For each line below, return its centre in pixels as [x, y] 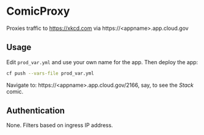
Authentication [36, 111]
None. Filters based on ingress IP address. [60, 125]
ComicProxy [38, 11]
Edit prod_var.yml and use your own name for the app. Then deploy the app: [102, 62]
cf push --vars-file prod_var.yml [50, 73]
